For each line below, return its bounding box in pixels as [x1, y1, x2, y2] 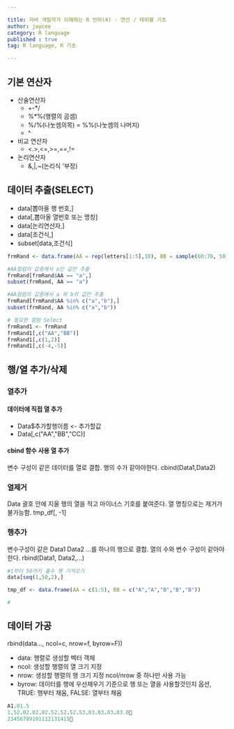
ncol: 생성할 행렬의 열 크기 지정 [17, 662, 102, 670]
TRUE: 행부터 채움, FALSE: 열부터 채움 [17, 688, 123, 697]
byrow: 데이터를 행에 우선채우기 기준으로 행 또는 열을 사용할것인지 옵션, [17, 679, 212, 688]
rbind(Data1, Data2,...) [22, 553, 85, 562]
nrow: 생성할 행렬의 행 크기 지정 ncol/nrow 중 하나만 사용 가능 [17, 671, 187, 679]
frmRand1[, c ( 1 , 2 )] [7, 336, 61, 343]
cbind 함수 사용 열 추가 [7, 446, 70, 455]
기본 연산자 [7, 76, 52, 88]
